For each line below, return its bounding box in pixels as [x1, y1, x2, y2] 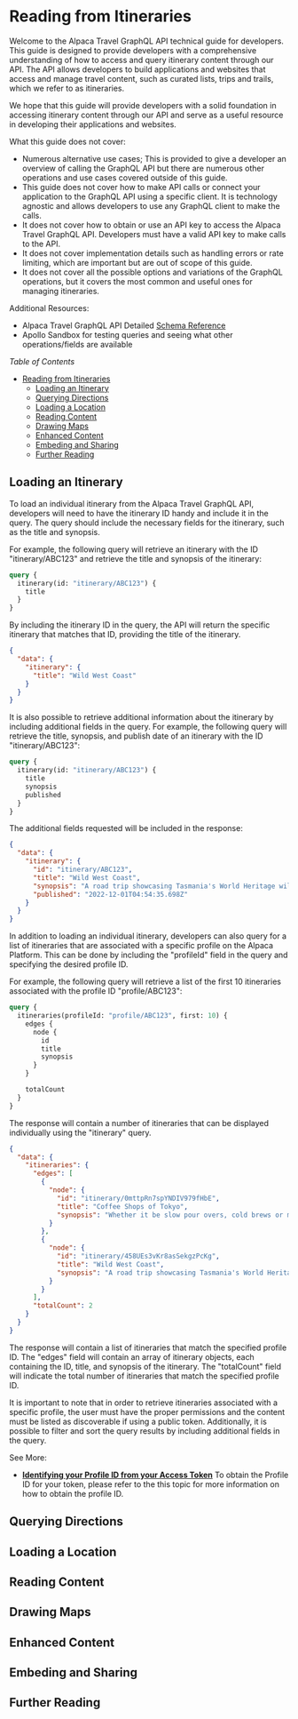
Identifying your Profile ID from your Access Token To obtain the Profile [21, 1469, 289, 1480]
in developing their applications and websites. [9, 118, 177, 130]
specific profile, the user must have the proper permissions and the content [9, 1406, 286, 1417]
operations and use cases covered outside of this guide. [21, 172, 228, 183]
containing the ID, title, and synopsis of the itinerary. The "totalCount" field [9, 1361, 282, 1371]
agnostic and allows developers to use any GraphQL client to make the [21, 200, 281, 211]
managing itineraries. [21, 285, 100, 296]
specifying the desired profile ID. [9, 959, 129, 970]
